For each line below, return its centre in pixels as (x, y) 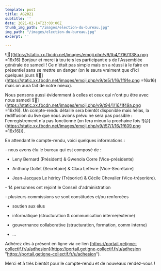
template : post (20, 9)
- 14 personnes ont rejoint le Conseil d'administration (58, 187)
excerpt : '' (17, 37)
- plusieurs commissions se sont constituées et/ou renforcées (67, 196)
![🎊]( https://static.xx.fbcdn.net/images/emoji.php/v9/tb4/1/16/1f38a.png (77, 54)
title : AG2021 (19, 14)
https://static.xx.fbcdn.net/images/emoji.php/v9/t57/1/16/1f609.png (74, 126)
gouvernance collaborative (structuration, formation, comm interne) (80, 225)
